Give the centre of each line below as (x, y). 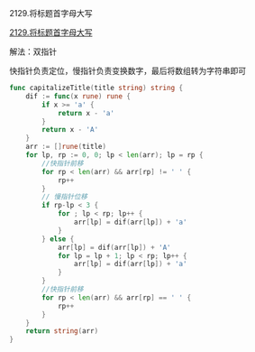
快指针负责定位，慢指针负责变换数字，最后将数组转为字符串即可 (127, 71)
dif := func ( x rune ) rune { (78, 96)
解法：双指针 (33, 51)
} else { (58, 239)
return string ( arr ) (62, 331)
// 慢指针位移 (65, 197)
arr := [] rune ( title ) (66, 147)
